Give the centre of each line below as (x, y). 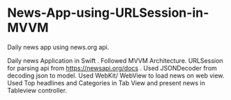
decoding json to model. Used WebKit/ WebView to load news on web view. (116, 76)
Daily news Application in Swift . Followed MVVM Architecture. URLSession (115, 60)
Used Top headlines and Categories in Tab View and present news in (106, 83)
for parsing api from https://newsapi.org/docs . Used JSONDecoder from (112, 68)
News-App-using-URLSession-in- (108, 13)
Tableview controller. (37, 90)
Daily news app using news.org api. (58, 47)
